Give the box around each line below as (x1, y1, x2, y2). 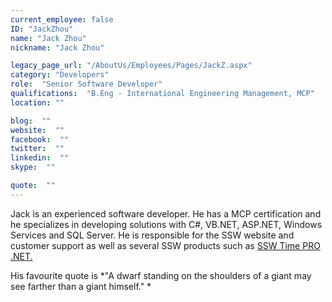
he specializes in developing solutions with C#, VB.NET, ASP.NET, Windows (10, 218, 323, 230)
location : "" (10, 97, 65, 108)
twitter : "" (10, 144, 65, 154)
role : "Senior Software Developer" (10, 79, 163, 90)
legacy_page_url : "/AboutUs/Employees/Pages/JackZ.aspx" (10, 61, 253, 71)
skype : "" (10, 162, 56, 173)
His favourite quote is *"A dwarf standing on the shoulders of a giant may (10, 269, 312, 281)
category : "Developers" (10, 70, 110, 80)
